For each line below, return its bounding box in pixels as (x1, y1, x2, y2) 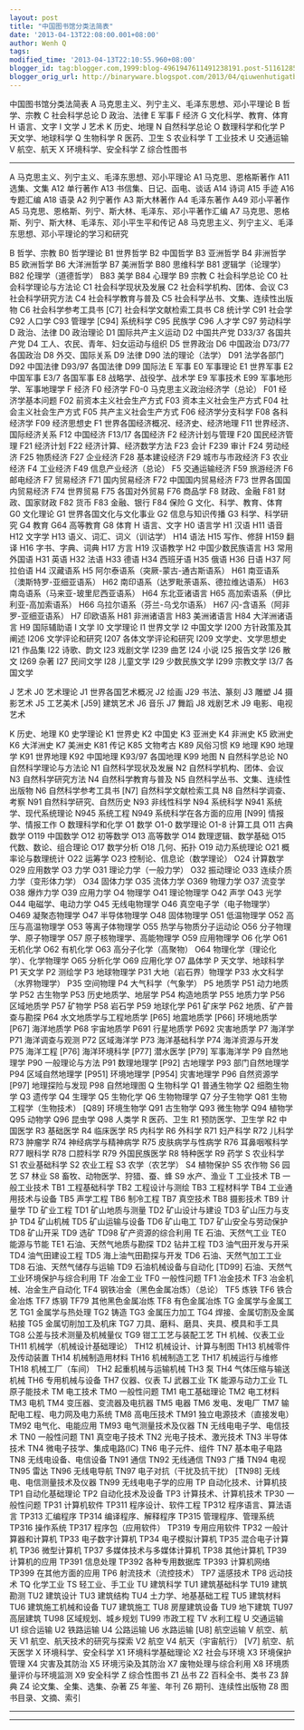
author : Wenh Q (9, 38, 67, 48)
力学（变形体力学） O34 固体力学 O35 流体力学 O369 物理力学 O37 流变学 (9, 875, 286, 886)
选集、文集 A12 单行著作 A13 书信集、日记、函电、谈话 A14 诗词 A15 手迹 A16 (9, 182, 295, 193)
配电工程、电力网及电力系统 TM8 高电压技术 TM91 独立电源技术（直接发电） (9, 1408, 294, 1420)
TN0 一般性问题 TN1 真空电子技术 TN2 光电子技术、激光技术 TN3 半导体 (19, 1431, 288, 1442)
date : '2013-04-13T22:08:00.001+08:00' (9, 30, 160, 39)
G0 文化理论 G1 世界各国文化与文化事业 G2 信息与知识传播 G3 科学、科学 (9, 508, 281, 519)
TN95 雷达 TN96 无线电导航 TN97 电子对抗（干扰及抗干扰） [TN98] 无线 (9, 1465, 280, 1476)
